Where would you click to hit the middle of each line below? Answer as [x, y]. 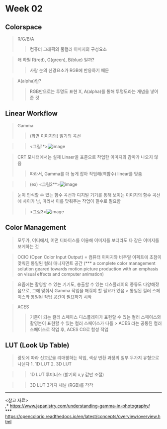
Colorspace [24, 27]
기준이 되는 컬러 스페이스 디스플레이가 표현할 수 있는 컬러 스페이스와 [95, 317]
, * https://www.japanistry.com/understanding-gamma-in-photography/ [78, 406]
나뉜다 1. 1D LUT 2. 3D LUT [44, 364]
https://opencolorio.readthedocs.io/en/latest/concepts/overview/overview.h [83, 417]
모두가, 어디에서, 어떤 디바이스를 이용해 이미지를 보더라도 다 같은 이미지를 [88, 240]
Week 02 [24, 9]
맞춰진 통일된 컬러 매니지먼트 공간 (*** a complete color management [86, 263]
